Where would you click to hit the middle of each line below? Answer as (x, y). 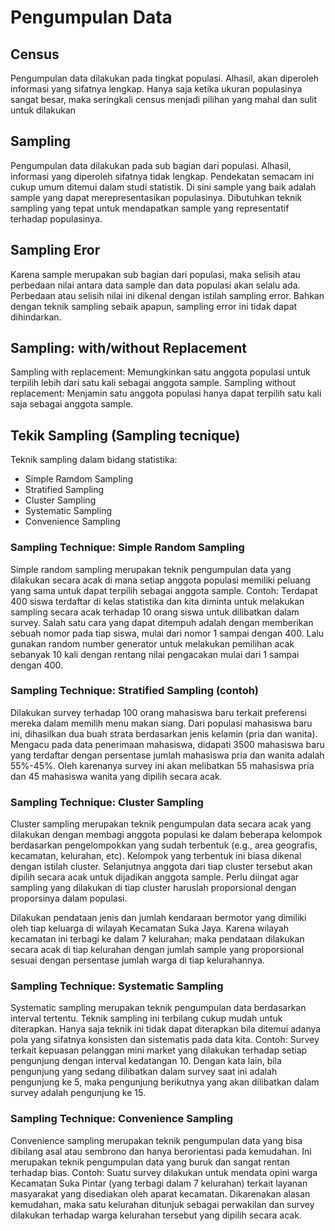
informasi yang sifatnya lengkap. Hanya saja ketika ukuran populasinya (156, 89)
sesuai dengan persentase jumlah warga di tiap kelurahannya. (137, 960)
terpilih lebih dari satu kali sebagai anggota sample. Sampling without (153, 383)
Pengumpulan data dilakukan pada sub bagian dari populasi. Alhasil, (151, 165)
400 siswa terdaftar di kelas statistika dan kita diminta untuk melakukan (157, 601)
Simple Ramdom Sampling (79, 479)
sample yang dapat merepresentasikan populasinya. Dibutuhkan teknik (156, 197)
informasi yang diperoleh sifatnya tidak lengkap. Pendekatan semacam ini (162, 176)
